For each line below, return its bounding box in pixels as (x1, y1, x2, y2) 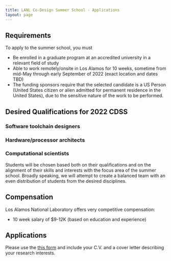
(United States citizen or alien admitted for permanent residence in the (12, 87, 161, 93)
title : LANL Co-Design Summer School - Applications (5, 7, 120, 13)
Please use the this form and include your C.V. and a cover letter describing (5, 245, 164, 251)
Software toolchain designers (5, 123, 81, 130)
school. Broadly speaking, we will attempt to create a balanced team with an (5, 172, 166, 179)
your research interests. (5, 250, 56, 256)
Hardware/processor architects (5, 136, 85, 144)
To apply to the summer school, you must (5, 44, 93, 51)
